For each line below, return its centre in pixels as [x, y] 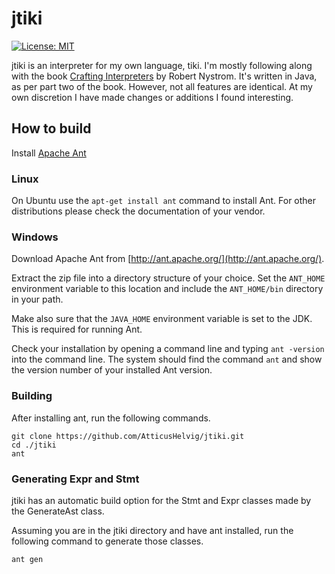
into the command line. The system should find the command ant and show [167, 359]
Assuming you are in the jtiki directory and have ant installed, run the [152, 530]
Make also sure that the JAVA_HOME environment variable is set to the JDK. [162, 319]
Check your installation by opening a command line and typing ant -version [168, 349]
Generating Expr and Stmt [75, 479]
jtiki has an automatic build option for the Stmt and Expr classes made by [161, 500]
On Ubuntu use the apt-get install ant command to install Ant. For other [164, 201]
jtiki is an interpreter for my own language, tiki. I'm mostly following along [162, 65]
